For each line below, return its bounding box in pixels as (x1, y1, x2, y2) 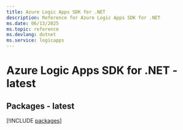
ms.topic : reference (6, 26, 60, 32)
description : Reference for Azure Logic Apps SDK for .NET (6, 15, 161, 21)
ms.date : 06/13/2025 (6, 20, 60, 26)
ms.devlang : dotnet (6, 32, 56, 38)
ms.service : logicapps (6, 37, 64, 43)
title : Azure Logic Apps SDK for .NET (6, 9, 106, 15)
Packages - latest (6, 101, 75, 111)
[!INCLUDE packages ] (6, 117, 62, 124)
